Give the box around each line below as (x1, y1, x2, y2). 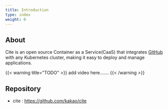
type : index (5, 12, 31, 17)
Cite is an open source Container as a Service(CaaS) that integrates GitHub (5, 49, 163, 55)
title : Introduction (5, 7, 49, 13)
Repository (5, 84, 41, 93)
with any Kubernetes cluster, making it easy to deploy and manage (5, 54, 145, 61)
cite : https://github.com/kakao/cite (12, 98, 87, 104)
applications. (5, 60, 32, 66)
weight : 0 (5, 17, 26, 22)
